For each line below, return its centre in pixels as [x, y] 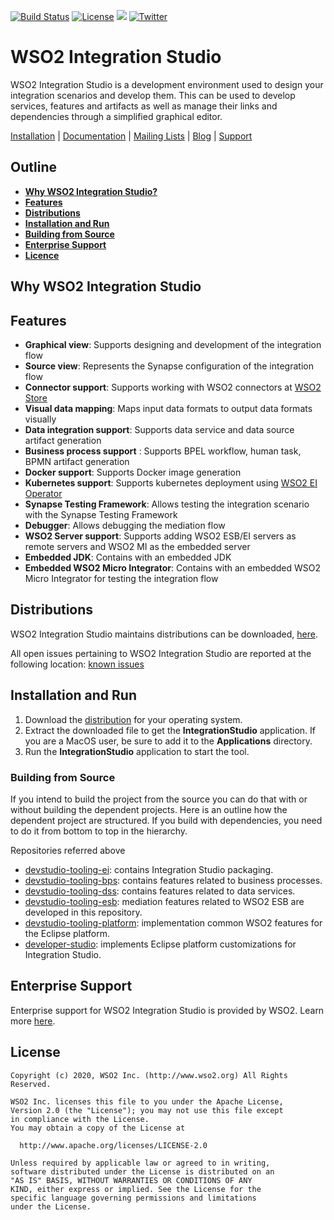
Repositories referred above [68, 850]
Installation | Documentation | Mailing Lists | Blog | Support [131, 136]
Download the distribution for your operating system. [133, 719]
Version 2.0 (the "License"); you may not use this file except [147, 1110]
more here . [33, 1021]
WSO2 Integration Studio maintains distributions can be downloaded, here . [164, 634]
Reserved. [31, 1084]
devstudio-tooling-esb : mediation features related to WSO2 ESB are [164, 901]
